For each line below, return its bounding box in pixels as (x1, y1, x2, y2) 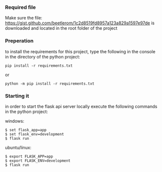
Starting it (5, 92, 29, 99)
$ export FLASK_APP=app (5, 154, 54, 159)
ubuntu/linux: (5, 144, 32, 150)
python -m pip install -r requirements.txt (5, 81, 95, 86)
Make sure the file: (5, 15, 42, 21)
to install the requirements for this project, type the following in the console (5, 48, 156, 55)
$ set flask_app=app (5, 127, 47, 133)
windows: (5, 118, 24, 124)
